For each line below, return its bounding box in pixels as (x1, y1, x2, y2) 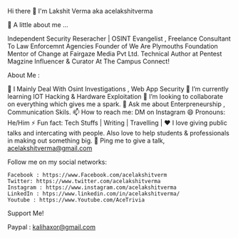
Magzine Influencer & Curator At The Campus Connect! (7, 57, 170, 66)
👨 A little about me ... (7, 21, 69, 29)
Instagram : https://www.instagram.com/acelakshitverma (7, 184, 177, 191)
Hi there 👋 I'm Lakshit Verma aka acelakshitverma (7, 7, 153, 15)
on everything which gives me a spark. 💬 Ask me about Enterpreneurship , (7, 100, 226, 108)
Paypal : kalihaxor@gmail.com (7, 223, 96, 231)
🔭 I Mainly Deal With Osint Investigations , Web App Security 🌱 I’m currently (7, 85, 229, 93)
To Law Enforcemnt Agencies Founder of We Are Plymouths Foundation (7, 42, 219, 50)
